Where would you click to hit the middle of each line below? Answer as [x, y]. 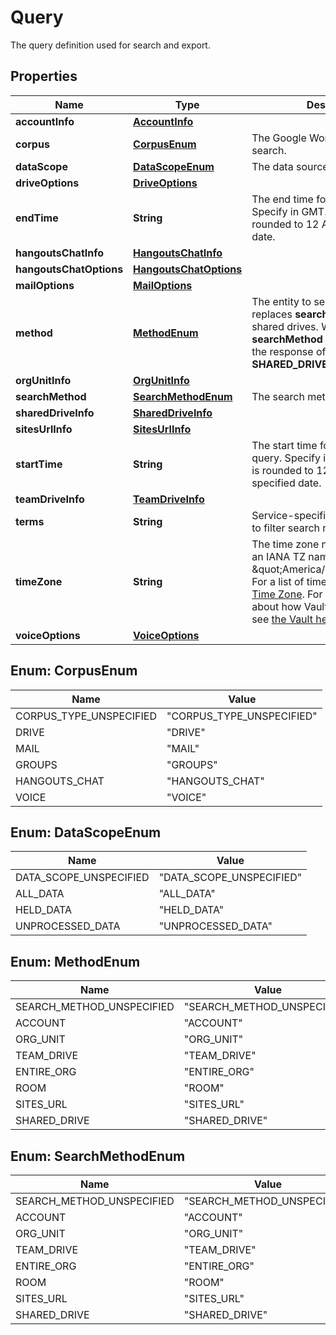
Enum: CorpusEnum [74, 671]
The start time [284, 445]
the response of [289, 351]
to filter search [286, 528]
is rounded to [282, 470]
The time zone [285, 544]
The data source [290, 166]
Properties [44, 76]
